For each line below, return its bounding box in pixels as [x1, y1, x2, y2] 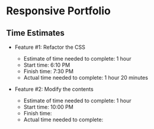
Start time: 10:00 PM [23, 103, 74, 111]
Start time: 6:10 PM [23, 61, 70, 68]
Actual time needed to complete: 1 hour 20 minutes [23, 74, 148, 81]
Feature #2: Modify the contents [14, 86, 94, 93]
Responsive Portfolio [6, 4, 111, 18]
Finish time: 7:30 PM [23, 68, 74, 75]
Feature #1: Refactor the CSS [14, 43, 86, 51]
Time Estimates [6, 28, 65, 38]
